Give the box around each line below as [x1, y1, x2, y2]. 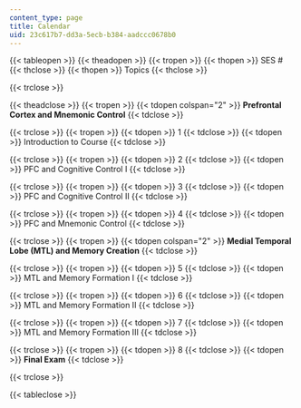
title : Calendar [9, 22, 71, 31]
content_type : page [9, 13, 83, 23]
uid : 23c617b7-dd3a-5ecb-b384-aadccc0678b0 [9, 30, 177, 39]
